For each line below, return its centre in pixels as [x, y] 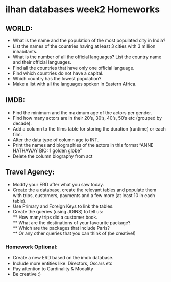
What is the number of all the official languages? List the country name [87, 57]
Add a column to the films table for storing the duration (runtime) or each [89, 128]
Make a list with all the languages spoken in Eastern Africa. [75, 84]
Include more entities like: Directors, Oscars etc [63, 263]
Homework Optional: [31, 247]
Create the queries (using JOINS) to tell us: [58, 211]
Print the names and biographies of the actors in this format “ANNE [83, 145]
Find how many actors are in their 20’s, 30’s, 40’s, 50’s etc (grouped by [87, 118]
